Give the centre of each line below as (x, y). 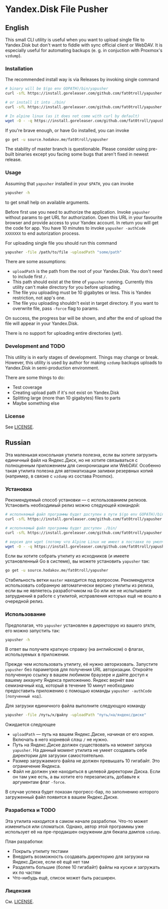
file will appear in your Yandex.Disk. (42, 323)
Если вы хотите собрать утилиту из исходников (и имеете (67, 556)
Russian (18, 443)
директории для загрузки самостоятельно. (58, 756)
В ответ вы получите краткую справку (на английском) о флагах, (75, 649)
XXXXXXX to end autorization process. (42, 233)
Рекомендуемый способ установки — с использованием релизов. (76, 500)
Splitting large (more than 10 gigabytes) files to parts (66, 398)
